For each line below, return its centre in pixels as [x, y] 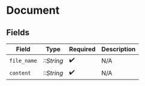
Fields [18, 33]
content [20, 73]
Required [82, 49]
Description [119, 49]
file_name [23, 61]
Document [33, 10]
